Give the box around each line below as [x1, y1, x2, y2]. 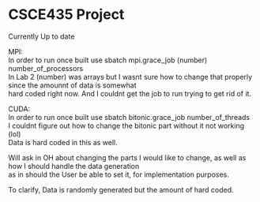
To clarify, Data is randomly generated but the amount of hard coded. [8, 185, 235, 194]
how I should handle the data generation [8, 161, 140, 170]
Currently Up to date [8, 32, 75, 41]
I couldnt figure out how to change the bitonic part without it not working [8, 121, 245, 130]
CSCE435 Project [8, 6, 125, 24]
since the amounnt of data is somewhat [8, 80, 137, 90]
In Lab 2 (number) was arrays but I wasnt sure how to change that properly [8, 72, 253, 81]
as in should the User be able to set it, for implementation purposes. [8, 170, 229, 179]
